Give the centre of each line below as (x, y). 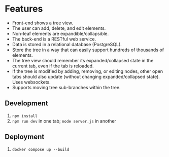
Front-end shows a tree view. (42, 23)
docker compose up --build (41, 149)
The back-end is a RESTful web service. (54, 39)
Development (27, 104)
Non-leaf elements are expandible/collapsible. (60, 33)
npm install (25, 116)
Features (24, 9)
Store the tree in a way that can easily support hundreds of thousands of (88, 50)
